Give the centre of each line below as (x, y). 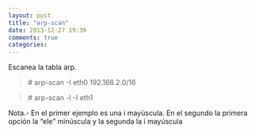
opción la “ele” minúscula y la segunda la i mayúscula (95, 121)
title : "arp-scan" (38, 23)
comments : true (33, 37)
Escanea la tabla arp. (42, 67)
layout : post (30, 15)
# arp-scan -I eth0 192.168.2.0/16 (82, 83)
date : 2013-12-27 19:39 (48, 30)
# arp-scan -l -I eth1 (60, 98)
